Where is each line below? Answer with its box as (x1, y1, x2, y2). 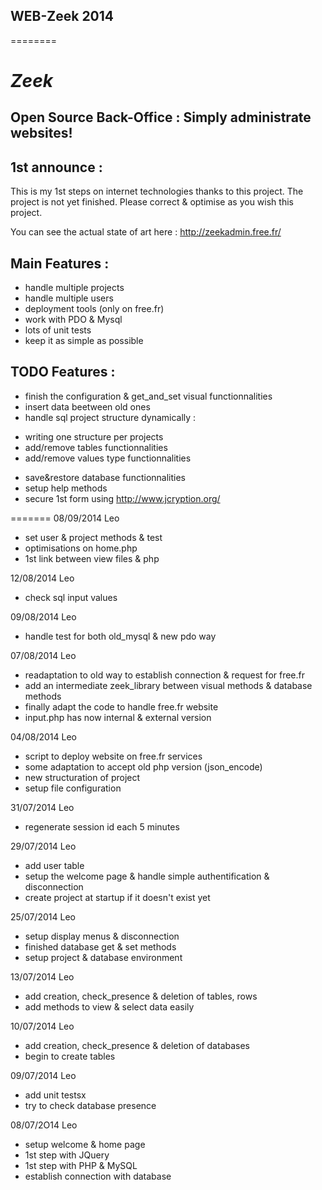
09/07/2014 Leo (10, 1069, 77, 1081)
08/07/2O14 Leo (10, 1119, 78, 1131)
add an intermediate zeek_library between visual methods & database (24, 679, 313, 691)
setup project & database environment (24, 951, 183, 963)
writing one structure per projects (24, 430, 164, 443)
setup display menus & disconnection (24, 930, 180, 942)
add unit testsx (24, 1089, 87, 1101)
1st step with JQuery (24, 1149, 110, 1161)
